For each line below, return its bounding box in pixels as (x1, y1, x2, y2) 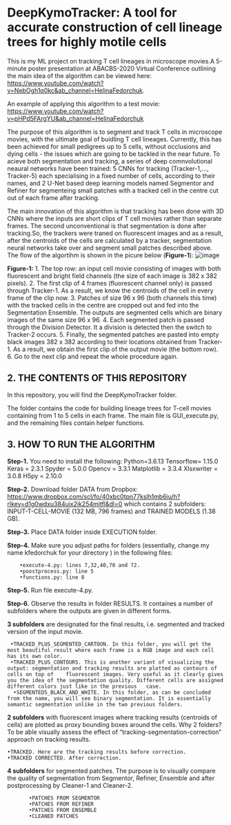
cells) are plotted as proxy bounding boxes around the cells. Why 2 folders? (7, 720, 222, 728)
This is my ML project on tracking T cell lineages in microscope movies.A (7, 57, 215, 65)
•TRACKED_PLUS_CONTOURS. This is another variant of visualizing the (10, 659, 214, 666)
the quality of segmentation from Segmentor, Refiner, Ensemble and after (7, 774, 215, 782)
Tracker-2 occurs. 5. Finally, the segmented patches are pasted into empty (7, 330, 219, 339)
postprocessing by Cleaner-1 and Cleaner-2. (7, 781, 133, 789)
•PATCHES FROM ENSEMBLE (28, 806, 97, 813)
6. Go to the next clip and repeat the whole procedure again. (7, 352, 179, 360)
